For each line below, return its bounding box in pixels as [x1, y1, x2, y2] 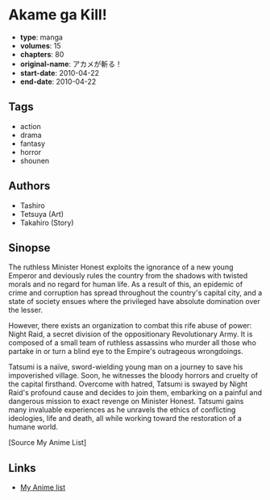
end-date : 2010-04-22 [19, 77, 97, 86]
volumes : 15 [19, 40, 61, 50]
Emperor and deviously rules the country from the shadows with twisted [8, 271, 248, 281]
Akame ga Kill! [8, 6, 107, 24]
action [19, 121, 42, 131]
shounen [19, 156, 50, 165]
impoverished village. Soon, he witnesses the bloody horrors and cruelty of [8, 371, 258, 381]
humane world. [8, 422, 59, 432]
